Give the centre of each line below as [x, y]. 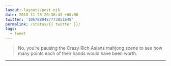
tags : [11, 29]
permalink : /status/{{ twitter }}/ [43, 24]
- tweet [18, 34]
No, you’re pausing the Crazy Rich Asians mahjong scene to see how [90, 48]
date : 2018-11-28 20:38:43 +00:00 [42, 15]
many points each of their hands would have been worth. [77, 53]
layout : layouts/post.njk [33, 10]
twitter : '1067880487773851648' [39, 19]
